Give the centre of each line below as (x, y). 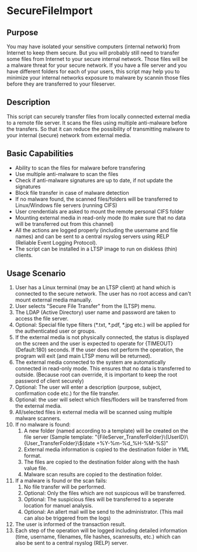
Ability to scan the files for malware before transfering (80, 168)
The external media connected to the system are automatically (90, 363)
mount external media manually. (53, 300)
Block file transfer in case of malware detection (72, 192)
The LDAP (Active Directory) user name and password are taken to (95, 313)
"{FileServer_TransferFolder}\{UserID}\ (142, 437)
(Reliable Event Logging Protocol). (56, 242)
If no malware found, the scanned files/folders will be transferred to (96, 199)
